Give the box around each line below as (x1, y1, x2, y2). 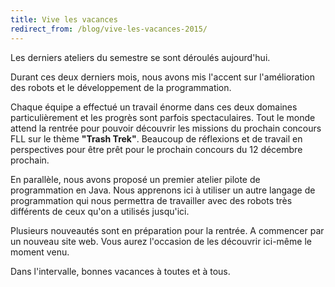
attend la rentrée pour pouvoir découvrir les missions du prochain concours (10, 122, 322, 134)
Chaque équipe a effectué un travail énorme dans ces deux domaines (10, 101, 298, 113)
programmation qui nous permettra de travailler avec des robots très (10, 194, 293, 206)
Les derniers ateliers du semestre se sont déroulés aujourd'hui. (10, 51, 271, 63)
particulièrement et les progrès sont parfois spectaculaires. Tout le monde (10, 111, 316, 123)
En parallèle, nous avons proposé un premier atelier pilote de (10, 173, 261, 185)
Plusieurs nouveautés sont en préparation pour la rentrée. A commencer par (10, 224, 325, 236)
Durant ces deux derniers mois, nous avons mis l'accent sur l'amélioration (10, 71, 316, 83)
